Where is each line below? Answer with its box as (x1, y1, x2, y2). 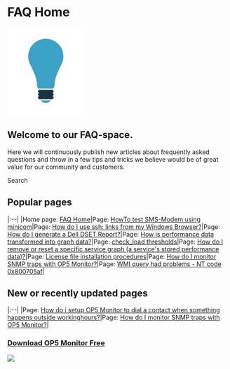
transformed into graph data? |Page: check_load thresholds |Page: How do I (7, 237, 223, 246)
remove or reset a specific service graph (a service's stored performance (7, 244, 219, 253)
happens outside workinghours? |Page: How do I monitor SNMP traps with (7, 313, 220, 322)
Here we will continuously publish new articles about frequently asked (7, 148, 210, 156)
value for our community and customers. (7, 162, 125, 171)
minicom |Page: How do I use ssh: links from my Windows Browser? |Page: (7, 222, 221, 231)
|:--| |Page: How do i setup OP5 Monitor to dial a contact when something (7, 306, 220, 314)
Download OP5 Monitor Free (7, 338, 105, 348)
